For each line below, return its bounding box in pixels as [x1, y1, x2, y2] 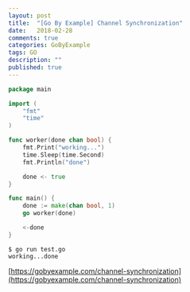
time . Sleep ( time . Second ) [22, 150, 105, 159]
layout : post [8, 11, 52, 20]
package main [8, 85, 52, 93]
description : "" [8, 56, 62, 64]
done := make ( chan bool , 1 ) [22, 202, 115, 210]
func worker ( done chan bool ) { [8, 136, 112, 144]
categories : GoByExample [8, 41, 91, 49]
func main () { [8, 194, 56, 203]
